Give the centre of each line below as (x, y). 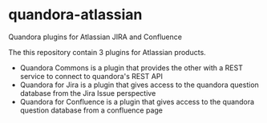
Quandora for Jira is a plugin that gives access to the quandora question (139, 85)
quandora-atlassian (75, 15)
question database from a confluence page (91, 110)
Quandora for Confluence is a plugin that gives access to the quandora (137, 101)
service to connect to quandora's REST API (91, 76)
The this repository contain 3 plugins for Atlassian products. (107, 52)
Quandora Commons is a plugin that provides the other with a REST (131, 67)
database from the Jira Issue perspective (88, 93)
